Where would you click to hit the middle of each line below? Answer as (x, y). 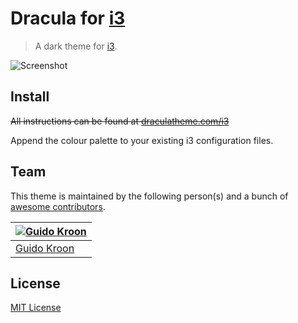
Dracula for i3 (68, 18)
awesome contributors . (58, 206)
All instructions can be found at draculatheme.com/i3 (120, 121)
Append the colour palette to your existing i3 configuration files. (142, 140)
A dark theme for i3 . (76, 46)
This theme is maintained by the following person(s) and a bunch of (149, 196)
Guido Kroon (45, 248)
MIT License (36, 308)
